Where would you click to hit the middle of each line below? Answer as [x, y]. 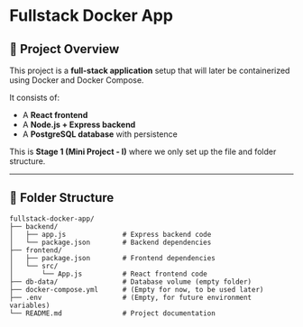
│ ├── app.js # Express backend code [110, 234]
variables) [30, 305]
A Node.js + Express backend [79, 124]
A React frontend [55, 115]
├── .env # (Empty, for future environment [131, 297]
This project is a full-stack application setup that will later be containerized [150, 70]
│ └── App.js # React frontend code [108, 274]
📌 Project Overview [64, 49]
